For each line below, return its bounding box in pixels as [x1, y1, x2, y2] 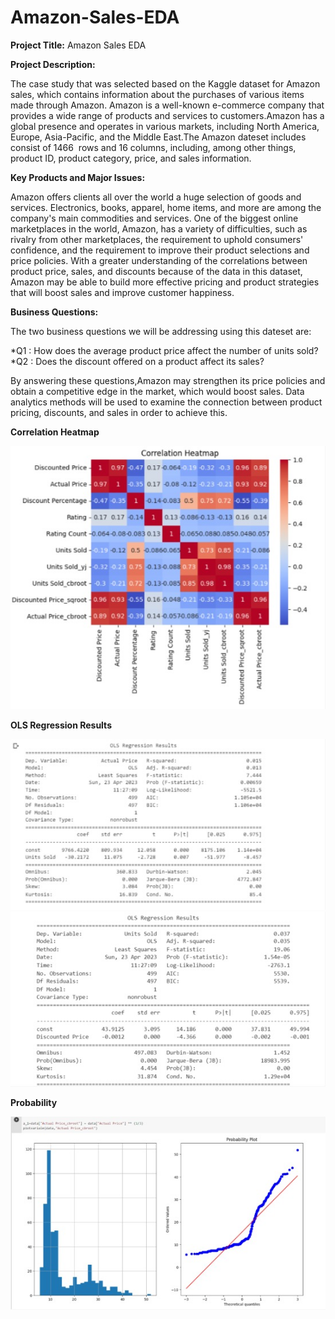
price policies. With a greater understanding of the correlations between [10, 254, 308, 266]
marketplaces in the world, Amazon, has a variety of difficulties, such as [10, 222, 308, 235]
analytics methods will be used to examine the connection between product [10, 396, 323, 408]
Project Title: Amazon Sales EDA [10, 39, 147, 51]
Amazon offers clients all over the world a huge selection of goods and [10, 191, 302, 203]
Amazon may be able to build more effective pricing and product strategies [10, 276, 320, 288]
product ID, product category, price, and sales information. [10, 152, 252, 164]
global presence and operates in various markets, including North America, [10, 120, 320, 132]
